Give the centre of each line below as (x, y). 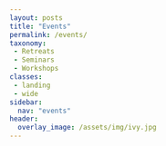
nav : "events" (44, 111)
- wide (26, 93)
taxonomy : (28, 43)
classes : (26, 77)
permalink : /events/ (49, 34)
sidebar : (26, 102)
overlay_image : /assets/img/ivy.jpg (87, 128)
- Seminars (34, 60)
